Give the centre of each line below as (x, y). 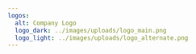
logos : (19, 15)
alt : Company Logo (46, 23)
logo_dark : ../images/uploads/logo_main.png (91, 30)
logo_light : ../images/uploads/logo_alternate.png (102, 38)
